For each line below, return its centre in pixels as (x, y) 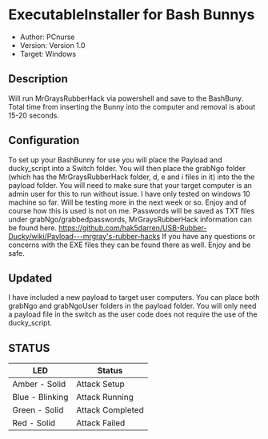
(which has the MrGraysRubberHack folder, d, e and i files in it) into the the (132, 177)
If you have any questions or (209, 236)
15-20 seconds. (34, 115)
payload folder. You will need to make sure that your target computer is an (130, 185)
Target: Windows (48, 54)
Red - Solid (34, 423)
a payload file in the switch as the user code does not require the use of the (133, 314)
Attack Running (104, 397)
